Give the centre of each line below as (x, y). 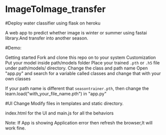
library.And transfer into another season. (47, 38)
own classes (18, 78)
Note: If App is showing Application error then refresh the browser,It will (79, 122)
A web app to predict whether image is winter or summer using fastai (76, 32)
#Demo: (13, 47)
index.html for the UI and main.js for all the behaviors (59, 113)
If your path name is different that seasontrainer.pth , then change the (77, 88)
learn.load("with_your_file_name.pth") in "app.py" (56, 93)
